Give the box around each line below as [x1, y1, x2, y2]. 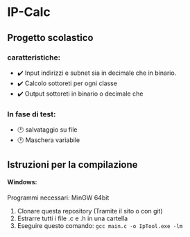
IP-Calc [7, 4, 51, 20]
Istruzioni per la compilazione [7, 159, 138, 170]
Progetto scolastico [7, 32, 94, 44]
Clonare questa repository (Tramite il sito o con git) [17, 207, 163, 215]
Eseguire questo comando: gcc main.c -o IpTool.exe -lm [17, 221, 183, 229]
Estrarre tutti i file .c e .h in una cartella [17, 214, 128, 222]
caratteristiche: [7, 53, 61, 62]
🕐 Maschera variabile [17, 136, 80, 144]
